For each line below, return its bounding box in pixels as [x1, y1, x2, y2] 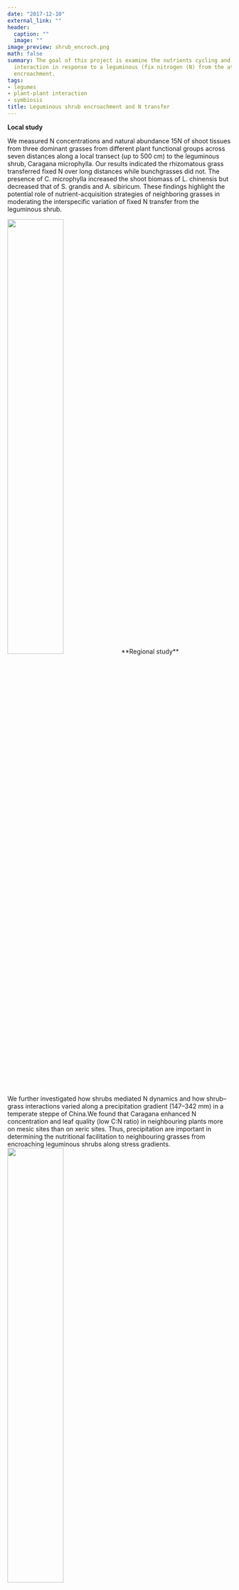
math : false [7, 51, 43, 58]
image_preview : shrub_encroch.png [7, 44, 110, 51]
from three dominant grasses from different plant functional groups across [7, 144, 225, 153]
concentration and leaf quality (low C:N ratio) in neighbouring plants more [7, 1117, 223, 1126]
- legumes [7, 83, 37, 91]
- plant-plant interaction [7, 90, 87, 97]
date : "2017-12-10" [7, 10, 65, 18]
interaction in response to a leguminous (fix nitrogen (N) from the [14, 63, 224, 71]
